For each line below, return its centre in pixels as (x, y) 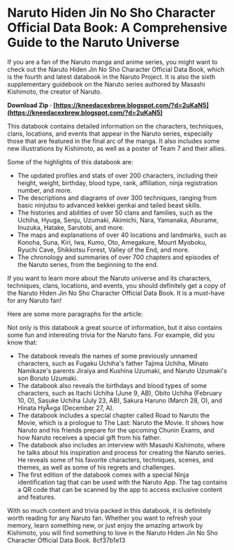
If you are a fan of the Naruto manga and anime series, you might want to (112, 61)
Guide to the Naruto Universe (94, 43)
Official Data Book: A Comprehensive (117, 28)
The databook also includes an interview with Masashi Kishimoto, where (121, 444)
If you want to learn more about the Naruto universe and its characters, (109, 278)
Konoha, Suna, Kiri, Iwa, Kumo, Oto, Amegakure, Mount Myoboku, (112, 242)
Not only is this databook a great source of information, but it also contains (115, 327)
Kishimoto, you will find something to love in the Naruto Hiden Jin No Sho (113, 533)
